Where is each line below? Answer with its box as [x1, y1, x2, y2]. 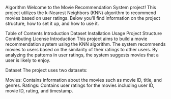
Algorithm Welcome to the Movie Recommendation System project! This [5, 5, 156, 10]
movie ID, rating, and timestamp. [5, 88, 73, 93]
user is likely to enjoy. [5, 57, 51, 63]
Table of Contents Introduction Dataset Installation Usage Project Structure [5, 30, 162, 36]
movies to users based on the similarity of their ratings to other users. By [5, 47, 158, 52]
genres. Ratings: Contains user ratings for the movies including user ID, [5, 82, 155, 88]
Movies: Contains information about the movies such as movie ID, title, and [5, 77, 162, 83]
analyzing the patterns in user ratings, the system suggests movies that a [5, 52, 159, 58]
